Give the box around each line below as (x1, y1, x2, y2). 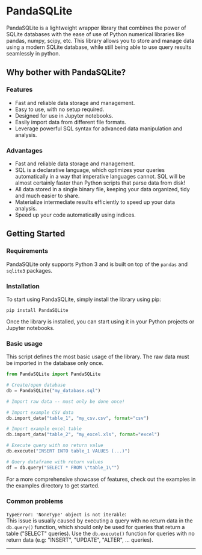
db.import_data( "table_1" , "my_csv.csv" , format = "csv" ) (6, 415, 149, 421)
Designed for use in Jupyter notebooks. (14, 112, 114, 119)
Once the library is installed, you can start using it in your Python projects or (6, 318, 195, 325)
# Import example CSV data (6, 409, 74, 416)
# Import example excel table (6, 426, 82, 432)
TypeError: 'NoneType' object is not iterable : (6, 511, 127, 518)
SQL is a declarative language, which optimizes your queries (14, 166, 165, 173)
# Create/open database (6, 382, 66, 388)
